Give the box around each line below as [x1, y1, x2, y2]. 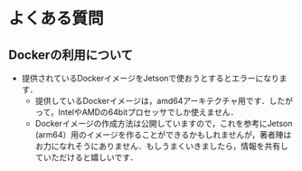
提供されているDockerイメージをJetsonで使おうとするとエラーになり [21, 73, 279, 83]
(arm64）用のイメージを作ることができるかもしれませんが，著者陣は [34, 129, 292, 140]
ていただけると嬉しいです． [34, 152, 138, 163]
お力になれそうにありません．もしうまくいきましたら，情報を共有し [34, 141, 288, 151]
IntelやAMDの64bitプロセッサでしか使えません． [57, 107, 239, 118]
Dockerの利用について [8, 47, 133, 62]
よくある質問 [8, 8, 105, 29]
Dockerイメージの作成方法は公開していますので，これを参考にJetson [34, 119, 293, 128]
